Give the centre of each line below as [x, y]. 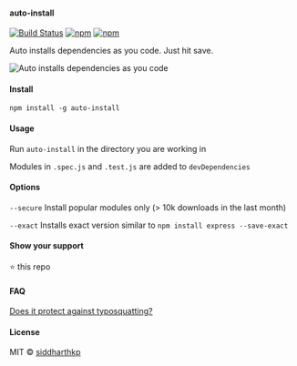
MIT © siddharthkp [45, 352]
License [25, 331]
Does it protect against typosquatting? [81, 311]
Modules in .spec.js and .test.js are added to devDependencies [130, 166]
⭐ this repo [30, 267]
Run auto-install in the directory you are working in [108, 148]
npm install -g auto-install [65, 108]
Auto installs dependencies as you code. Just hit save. [112, 51]
